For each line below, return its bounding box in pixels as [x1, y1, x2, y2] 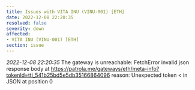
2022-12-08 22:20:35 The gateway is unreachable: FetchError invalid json [6, 58, 190, 66]
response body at [6, 65, 50, 72]
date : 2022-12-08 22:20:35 [6, 14, 74, 20]
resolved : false [6, 20, 47, 26]
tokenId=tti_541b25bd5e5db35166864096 [6, 71, 110, 79]
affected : [6, 31, 31, 37]
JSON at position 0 [6, 77, 53, 85]
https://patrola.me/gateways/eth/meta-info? [50, 65, 160, 72]
